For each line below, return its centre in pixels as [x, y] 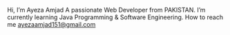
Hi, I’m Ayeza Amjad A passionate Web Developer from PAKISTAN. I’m [106, 10]
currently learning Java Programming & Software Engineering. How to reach [115, 17]
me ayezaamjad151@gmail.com [51, 24]
